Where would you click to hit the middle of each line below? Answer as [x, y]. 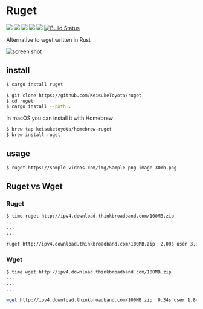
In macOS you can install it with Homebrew [60, 118]
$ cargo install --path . [39, 106]
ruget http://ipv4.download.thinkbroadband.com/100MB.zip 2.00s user [97, 244]
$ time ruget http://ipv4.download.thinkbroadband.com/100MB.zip [90, 216]
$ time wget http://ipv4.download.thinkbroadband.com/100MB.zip [89, 272]
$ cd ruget [20, 101]
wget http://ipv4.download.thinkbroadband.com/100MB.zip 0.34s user [96, 300]
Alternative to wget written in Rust [48, 39]
